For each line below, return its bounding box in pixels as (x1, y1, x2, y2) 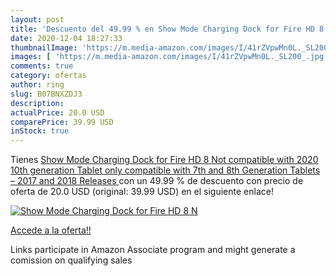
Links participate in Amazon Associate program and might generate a (10, 244, 296, 256)
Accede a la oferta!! (10, 224, 92, 236)
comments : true (10, 61, 74, 71)
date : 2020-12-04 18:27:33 (10, 33, 123, 43)
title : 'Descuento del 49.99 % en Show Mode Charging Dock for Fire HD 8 (10, 24, 325, 34)
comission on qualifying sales (10, 254, 133, 266)
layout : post (10, 14, 65, 25)
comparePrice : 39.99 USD (10, 117, 114, 127)
